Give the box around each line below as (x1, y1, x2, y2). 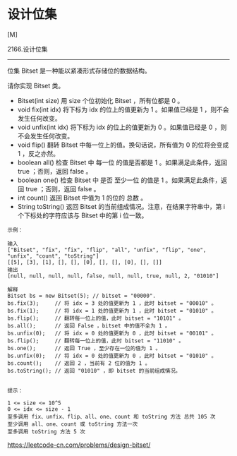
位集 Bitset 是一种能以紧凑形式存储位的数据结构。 (7, 66, 151, 75)
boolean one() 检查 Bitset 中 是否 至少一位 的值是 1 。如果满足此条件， (17, 176, 221, 184)
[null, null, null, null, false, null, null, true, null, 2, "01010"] (7, 272, 219, 280)
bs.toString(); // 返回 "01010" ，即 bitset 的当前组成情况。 (7, 367, 181, 374)
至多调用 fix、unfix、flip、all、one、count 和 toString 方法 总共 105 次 (7, 413, 216, 420)
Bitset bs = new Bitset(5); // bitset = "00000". (7, 292, 157, 299)
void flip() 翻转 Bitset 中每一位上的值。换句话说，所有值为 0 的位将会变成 (17, 140, 229, 149)
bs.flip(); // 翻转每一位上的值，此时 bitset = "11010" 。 (7, 337, 185, 344)
